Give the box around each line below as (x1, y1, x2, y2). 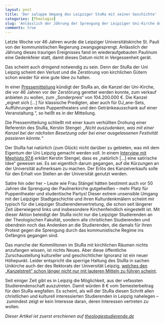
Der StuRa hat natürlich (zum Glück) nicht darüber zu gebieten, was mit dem (5, 145, 160, 151)
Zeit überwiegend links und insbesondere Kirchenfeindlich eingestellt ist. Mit (5, 207, 160, 213)
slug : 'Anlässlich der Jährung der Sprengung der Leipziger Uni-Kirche (5, 21, 155, 26)
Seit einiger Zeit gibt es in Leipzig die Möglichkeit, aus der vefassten (5, 278, 143, 284)
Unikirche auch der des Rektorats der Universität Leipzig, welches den (5, 263, 148, 269)
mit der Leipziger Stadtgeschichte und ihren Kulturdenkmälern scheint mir (5, 196, 155, 202)
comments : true (5, 26, 36, 30)
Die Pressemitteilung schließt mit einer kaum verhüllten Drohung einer (5, 120, 147, 126)
